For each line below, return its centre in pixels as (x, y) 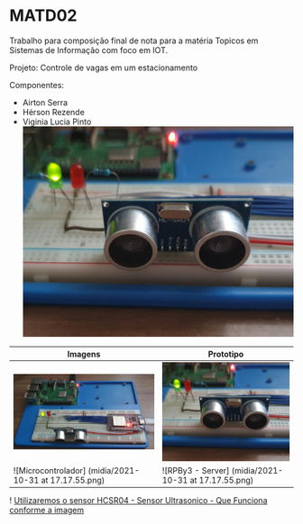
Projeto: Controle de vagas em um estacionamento (104, 68)
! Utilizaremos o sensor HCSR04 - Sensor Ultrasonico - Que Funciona (138, 500)
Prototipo (226, 354)
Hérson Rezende (54, 112)
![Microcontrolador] (50, 471)
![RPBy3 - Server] (196, 471)
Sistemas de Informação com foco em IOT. (89, 50)
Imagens (84, 354)
